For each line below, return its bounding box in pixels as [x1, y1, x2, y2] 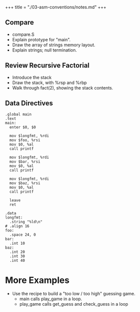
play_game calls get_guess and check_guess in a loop [19, 301, 128, 307]
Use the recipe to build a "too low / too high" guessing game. [12, 291, 136, 297]
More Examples [5, 275, 70, 285]
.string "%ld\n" [9, 220, 43, 225]
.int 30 [9, 254, 25, 259]
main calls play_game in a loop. [19, 296, 82, 302]
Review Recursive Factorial [5, 61, 90, 70]
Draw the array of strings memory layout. [12, 42, 95, 48]
